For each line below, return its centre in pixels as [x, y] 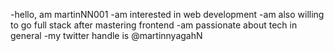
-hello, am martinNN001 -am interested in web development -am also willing [167, 14]
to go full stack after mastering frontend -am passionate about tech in [154, 25]
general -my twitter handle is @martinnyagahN [106, 35]
